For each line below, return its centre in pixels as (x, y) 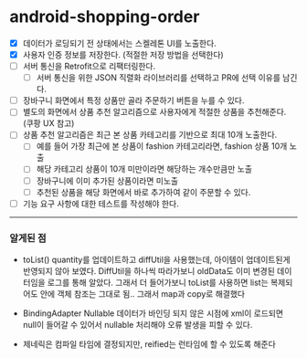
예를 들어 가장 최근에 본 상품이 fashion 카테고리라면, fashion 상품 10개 (162, 146)
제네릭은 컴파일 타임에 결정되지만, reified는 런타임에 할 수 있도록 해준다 (149, 343)
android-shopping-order (105, 17)
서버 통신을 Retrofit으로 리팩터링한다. (89, 67)
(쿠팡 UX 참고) (48, 123)
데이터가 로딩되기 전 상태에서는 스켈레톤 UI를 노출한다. (119, 43)
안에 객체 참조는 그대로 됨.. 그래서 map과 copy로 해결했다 (142, 293)
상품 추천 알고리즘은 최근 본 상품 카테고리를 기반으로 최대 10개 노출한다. (150, 135)
